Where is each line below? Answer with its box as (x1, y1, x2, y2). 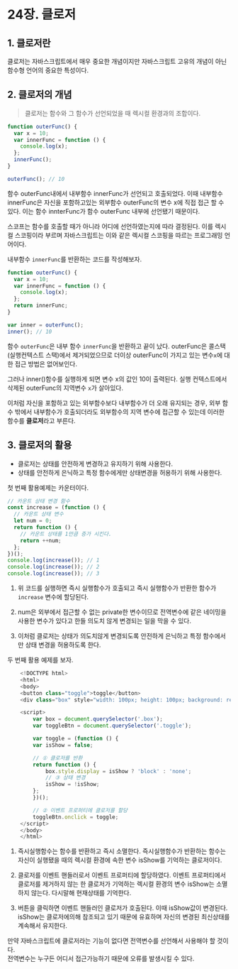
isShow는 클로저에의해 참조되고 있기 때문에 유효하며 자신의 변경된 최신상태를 (17, 913, 230, 921)
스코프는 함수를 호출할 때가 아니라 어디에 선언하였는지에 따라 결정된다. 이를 (7, 221, 214, 231)
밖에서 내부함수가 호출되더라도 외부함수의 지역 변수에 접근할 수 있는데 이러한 (14, 407, 225, 416)
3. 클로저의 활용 (7, 439, 72, 451)
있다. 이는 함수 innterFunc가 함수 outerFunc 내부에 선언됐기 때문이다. (7, 207, 200, 215)
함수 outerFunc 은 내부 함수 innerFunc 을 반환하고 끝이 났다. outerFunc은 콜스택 (7, 341, 227, 350)
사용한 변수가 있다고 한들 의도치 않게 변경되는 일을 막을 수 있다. (17, 617, 191, 625)
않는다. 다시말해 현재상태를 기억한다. (30, 889, 132, 897)
